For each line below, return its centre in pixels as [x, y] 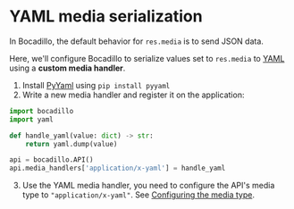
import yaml [31, 119]
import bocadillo [42, 111]
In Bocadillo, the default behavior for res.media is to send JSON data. [136, 41]
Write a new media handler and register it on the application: [133, 95]
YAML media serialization [106, 17]
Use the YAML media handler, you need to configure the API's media [148, 186]
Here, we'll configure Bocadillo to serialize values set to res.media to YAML [147, 58]
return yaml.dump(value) [71, 144]
